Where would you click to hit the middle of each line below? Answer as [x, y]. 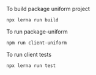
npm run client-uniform [37, 43]
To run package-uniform [37, 31]
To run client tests [29, 54]
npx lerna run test [31, 66]
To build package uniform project [48, 9]
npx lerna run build [33, 20]
